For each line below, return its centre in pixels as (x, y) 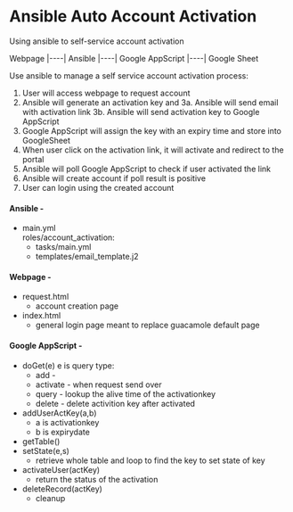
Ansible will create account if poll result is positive (114, 178)
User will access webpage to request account (106, 93)
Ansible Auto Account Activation (133, 17)
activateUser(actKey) (61, 469)
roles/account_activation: (69, 237)
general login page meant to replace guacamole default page (147, 325)
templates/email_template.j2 (87, 257)
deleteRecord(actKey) (62, 489)
